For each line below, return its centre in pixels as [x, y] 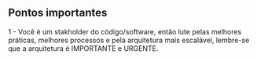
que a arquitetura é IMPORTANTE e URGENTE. [83, 48]
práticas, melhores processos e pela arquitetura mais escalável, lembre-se [129, 40]
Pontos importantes [58, 13]
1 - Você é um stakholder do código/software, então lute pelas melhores [125, 31]
